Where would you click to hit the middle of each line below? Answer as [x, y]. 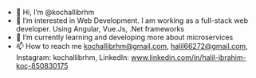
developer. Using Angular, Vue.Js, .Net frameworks [100, 29]
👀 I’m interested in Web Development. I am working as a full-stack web [132, 20]
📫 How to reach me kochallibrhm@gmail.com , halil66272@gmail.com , [132, 46]
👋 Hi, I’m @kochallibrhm [55, 12]
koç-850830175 [42, 66]
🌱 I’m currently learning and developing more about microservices [124, 37]
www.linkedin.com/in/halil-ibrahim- [189, 58]
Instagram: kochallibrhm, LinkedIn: [73, 58]
